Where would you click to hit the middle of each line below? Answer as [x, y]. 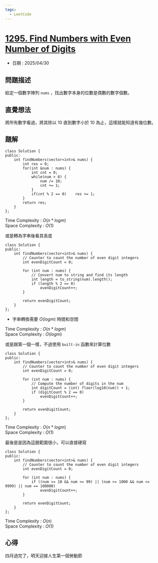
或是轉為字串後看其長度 [29, 236]
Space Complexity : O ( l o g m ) [34, 334]
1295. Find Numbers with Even [68, 39]
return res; [35, 202]
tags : [11, 10]
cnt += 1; [50, 185]
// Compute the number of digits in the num [77, 383]
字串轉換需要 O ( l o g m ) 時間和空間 [45, 319]
